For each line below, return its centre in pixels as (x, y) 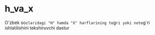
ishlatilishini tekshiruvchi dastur (37, 27)
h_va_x (19, 9)
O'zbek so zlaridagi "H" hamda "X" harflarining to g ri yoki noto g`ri (77, 22)
